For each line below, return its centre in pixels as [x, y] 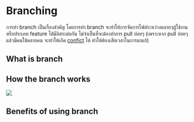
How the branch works [48, 79]
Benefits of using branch [52, 111]
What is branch [35, 59]
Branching [32, 11]
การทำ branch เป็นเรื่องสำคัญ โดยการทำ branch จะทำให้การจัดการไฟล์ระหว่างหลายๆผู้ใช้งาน [97, 27]
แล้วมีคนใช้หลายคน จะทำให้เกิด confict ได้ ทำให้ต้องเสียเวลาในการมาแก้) [78, 40]
